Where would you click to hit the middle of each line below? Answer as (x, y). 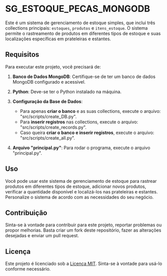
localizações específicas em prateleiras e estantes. (58, 39)
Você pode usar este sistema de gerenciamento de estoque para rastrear (81, 181)
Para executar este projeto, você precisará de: (53, 66)
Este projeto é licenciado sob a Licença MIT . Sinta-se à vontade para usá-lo (84, 264)
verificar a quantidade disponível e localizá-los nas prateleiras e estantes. (81, 191)
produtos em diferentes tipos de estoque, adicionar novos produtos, (76, 186)
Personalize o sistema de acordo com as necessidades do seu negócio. (79, 197)
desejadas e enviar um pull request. (42, 236)
